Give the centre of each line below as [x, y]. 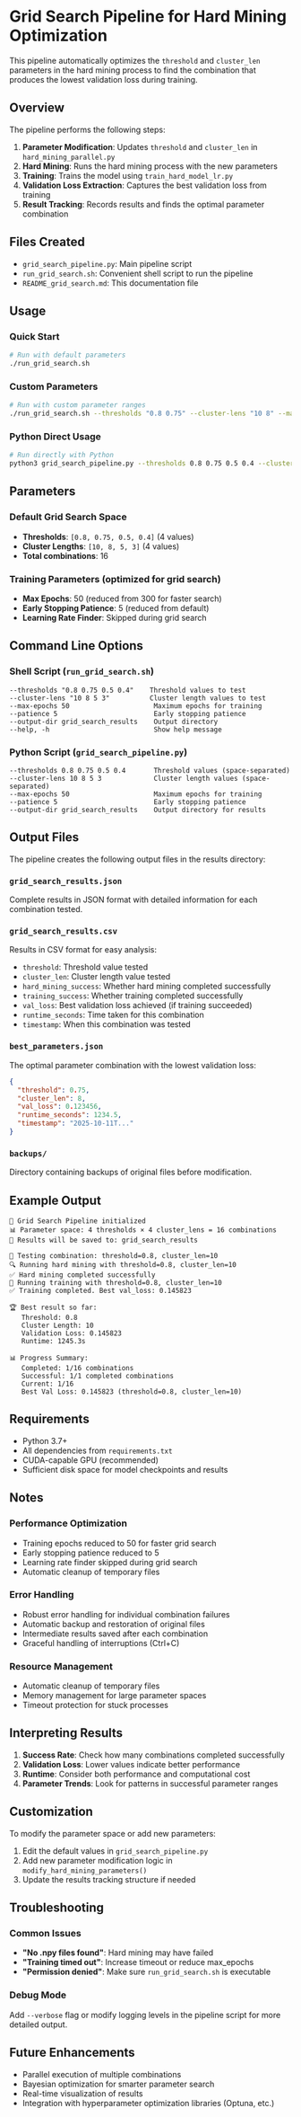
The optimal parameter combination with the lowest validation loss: [133, 1065]
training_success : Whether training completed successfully [133, 996]
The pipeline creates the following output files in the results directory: [138, 859]
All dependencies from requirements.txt [97, 1450]
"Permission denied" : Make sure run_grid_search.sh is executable [146, 1972]
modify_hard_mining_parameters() [85, 1871]
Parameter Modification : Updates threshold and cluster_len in [140, 146]
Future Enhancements [73, 2053]
